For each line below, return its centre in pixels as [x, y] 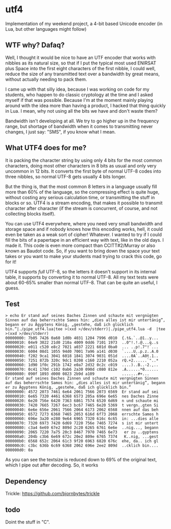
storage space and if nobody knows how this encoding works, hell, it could [84, 229]
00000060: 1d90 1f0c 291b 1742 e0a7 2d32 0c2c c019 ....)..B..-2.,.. [82, 365]
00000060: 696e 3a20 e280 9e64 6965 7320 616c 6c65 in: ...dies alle [82, 419]
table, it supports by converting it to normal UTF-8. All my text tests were [82, 277]
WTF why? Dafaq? [35, 45]
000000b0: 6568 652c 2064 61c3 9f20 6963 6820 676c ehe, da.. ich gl [82, 441]
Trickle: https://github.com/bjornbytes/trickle [53, 494]
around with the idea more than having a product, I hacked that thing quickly [86, 105]
